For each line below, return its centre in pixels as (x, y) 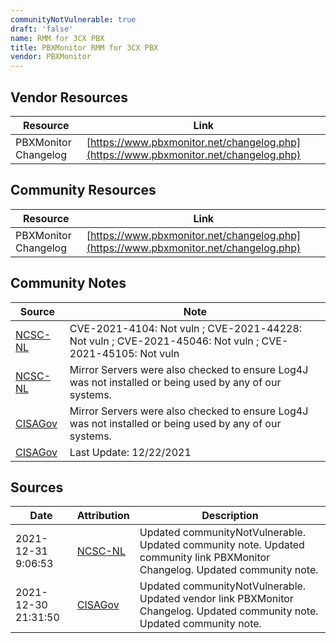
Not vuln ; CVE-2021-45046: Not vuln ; (164, 341)
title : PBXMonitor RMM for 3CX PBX (84, 47)
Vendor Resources (69, 97)
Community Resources (83, 190)
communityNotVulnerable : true (73, 19)
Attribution (103, 516)
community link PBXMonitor (205, 558)
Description (230, 516)
